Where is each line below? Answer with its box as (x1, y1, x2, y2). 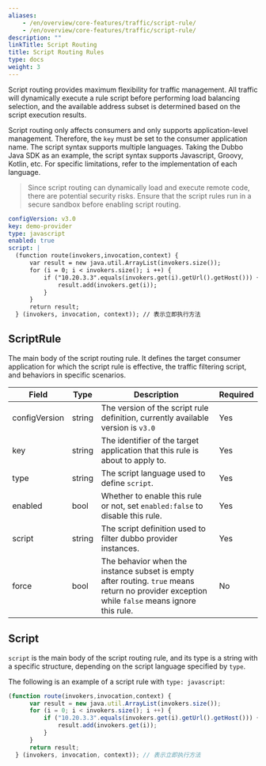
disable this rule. (101, 510, 162, 521)
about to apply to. (101, 454, 166, 465)
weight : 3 (8, 63, 41, 71)
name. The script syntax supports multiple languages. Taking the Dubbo (8, 142, 244, 151)
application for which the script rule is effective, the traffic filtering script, (8, 362, 247, 371)
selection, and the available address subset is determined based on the (8, 101, 241, 111)
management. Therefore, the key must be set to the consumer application (8, 134, 248, 143)
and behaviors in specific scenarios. (8, 370, 127, 380)
